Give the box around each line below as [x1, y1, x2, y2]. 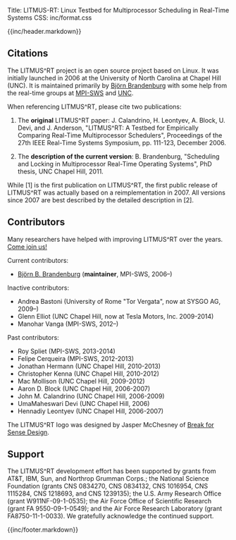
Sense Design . [7, 428, 49, 436]
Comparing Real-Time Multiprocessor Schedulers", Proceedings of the [17, 130, 223, 140]
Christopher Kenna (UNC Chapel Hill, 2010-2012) [17, 369, 160, 378]
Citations [7, 47, 49, 59]
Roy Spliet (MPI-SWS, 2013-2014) [17, 347, 116, 355]
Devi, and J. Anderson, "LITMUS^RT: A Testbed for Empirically [17, 123, 199, 132]
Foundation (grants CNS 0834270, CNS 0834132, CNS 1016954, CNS [7, 482, 209, 491]
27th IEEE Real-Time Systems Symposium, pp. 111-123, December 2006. [17, 138, 227, 147]
